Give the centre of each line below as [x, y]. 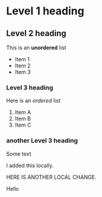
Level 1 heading [45, 11]
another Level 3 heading [42, 141]
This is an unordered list [36, 47]
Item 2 [23, 65]
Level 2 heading [36, 33]
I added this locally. [30, 165]
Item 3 [23, 72]
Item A [23, 112]
